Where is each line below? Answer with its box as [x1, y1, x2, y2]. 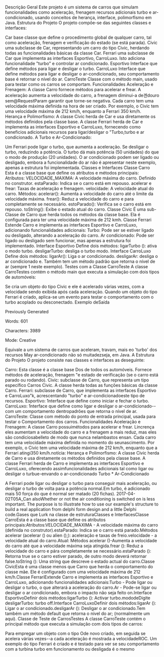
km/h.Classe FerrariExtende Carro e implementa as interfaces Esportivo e [5, 574, 153, 580]
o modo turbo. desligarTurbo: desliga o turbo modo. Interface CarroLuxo [5, 248, 151, 254]
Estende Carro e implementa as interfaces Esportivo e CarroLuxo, [5, 222, 138, 227]
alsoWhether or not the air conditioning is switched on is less [32, 496, 155, 502]
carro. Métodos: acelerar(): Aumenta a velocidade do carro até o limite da [5, 191, 153, 197]
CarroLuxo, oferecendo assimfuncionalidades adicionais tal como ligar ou [5, 466, 154, 471]
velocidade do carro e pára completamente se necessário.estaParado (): [5, 548, 152, 554]
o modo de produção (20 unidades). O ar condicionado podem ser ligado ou [5, 154, 159, 160]
